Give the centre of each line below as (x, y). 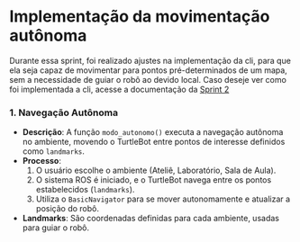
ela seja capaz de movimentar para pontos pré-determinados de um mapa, (149, 70)
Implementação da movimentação (140, 17)
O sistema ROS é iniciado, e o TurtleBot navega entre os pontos (154, 180)
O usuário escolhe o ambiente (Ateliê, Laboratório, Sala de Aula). (156, 170)
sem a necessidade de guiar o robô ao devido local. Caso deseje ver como (148, 79)
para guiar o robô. (56, 228)
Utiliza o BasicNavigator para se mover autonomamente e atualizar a (163, 199)
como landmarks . (54, 151)
